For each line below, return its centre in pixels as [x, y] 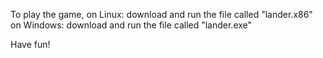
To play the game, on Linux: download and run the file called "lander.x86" [161, 14]
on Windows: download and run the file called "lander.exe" [131, 25]
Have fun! [30, 44]
